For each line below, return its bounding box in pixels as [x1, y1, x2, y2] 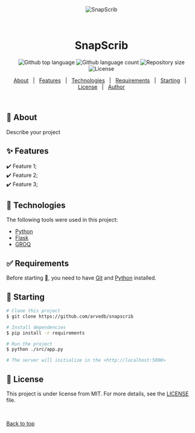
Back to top [6, 420, 35, 427]
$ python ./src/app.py [6, 347, 63, 353]
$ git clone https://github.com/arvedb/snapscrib [6, 313, 134, 319]
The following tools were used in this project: [6, 216, 118, 223]
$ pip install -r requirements [6, 330, 85, 336]
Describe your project [6, 128, 60, 135]
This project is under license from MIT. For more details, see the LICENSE [6, 390, 189, 397]
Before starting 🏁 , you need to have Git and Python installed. [6, 274, 157, 281]
